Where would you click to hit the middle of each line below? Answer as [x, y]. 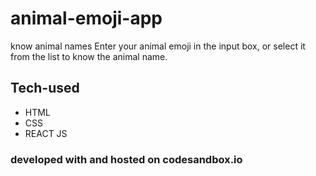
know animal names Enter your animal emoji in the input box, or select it [158, 46]
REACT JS [46, 133]
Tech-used [45, 88]
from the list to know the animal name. [89, 56]
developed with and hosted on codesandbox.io [126, 159]
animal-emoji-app [86, 18]
